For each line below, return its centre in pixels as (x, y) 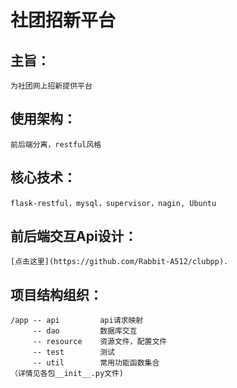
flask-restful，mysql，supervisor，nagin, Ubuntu (113, 203)
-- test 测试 (73, 352)
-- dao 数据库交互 (85, 331)
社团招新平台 (63, 20)
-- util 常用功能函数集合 (96, 363)
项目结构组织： (56, 294)
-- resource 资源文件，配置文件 (100, 342)
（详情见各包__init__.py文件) (67, 374)
